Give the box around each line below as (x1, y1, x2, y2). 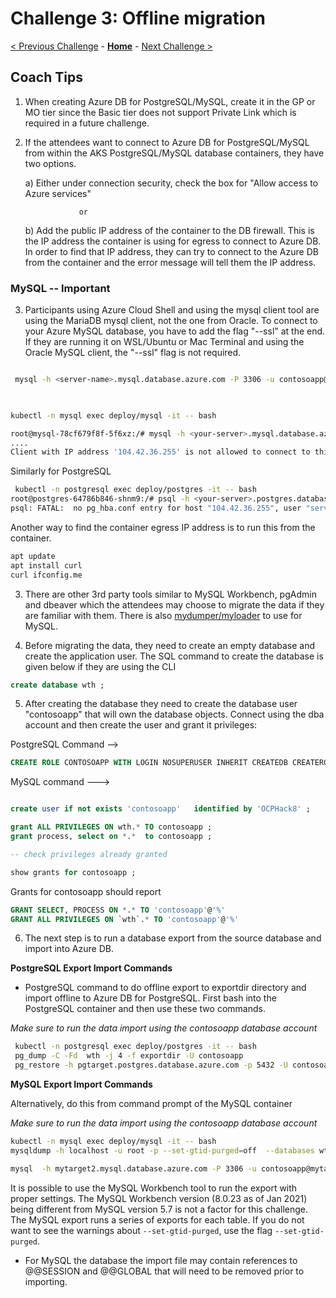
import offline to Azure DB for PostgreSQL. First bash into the (24, 992, 277, 1004)
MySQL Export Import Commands (10, 1078, 153, 1091)
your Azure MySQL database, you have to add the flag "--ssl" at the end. (24, 325, 326, 337)
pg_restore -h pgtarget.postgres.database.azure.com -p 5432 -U (14, 1060, 288, 1071)
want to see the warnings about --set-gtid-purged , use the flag (10, 1224, 273, 1236)
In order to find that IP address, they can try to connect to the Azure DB (24, 245, 319, 257)
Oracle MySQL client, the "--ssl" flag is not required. (24, 347, 242, 359)
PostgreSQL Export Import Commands (10, 962, 173, 974)
